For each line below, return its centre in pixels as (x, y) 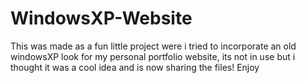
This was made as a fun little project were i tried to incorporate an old (153, 46)
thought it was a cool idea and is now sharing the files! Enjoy (135, 67)
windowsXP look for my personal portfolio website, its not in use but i (153, 56)
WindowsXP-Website (101, 18)
